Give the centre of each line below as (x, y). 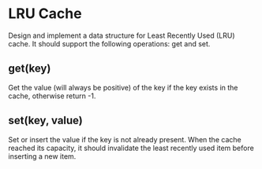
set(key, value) (45, 121)
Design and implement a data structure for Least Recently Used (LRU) (122, 35)
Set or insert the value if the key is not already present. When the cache (125, 139)
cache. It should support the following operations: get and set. (109, 43)
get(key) (30, 69)
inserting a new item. (42, 156)
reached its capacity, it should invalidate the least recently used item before (131, 148)
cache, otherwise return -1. (52, 96)
